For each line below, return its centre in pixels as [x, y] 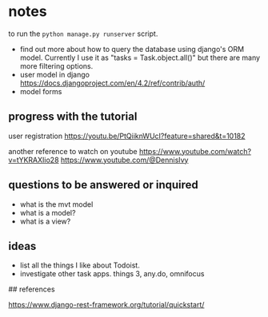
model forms [41, 91]
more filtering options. [56, 65]
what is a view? [45, 221]
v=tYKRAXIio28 [34, 160]
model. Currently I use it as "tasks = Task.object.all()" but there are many [140, 57]
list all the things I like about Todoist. [80, 265]
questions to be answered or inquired [103, 185]
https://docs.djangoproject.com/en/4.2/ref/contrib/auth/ [112, 83]
